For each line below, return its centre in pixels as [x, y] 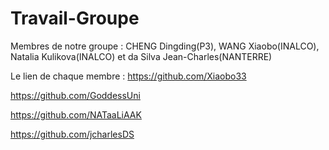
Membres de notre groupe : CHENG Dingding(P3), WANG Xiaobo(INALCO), [165, 46]
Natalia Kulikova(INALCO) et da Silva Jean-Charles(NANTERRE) [141, 56]
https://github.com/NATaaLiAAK [76, 114]
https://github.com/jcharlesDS [72, 134]
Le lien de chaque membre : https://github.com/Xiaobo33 [128, 76]
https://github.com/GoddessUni [75, 95]
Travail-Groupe [75, 18]
